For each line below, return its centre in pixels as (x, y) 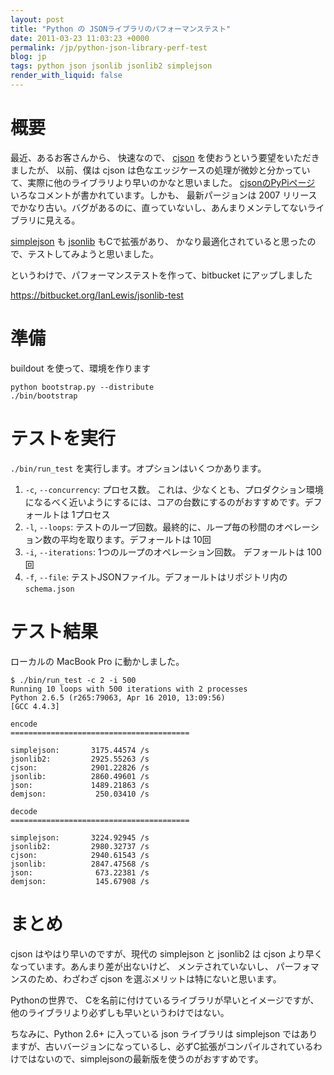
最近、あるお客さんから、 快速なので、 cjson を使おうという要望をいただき (165, 157)
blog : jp (28, 57)
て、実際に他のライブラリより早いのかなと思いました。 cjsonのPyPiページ (163, 182)
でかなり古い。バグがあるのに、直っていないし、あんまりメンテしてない (159, 207)
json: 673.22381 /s (80, 872)
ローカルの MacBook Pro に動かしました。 (97, 661)
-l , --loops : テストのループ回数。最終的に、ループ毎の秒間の (150, 527)
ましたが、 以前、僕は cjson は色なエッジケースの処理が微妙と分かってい (160, 170)
